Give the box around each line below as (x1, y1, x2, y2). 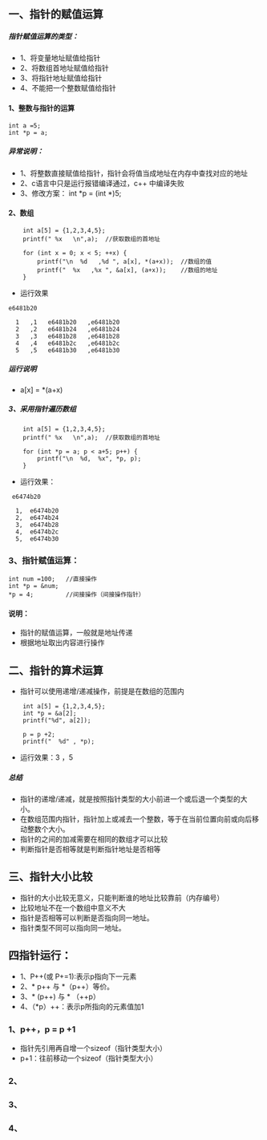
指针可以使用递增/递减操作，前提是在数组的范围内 (19, 686, 184, 696)
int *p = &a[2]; (22, 709, 78, 717)
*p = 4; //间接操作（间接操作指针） (8, 590, 145, 598)
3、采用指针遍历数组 (8, 404, 77, 414)
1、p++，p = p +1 (8, 1024, 76, 1035)
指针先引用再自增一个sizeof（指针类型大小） (19, 1043, 167, 1053)
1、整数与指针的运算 (8, 103, 75, 112)
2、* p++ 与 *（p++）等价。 (19, 981, 115, 991)
